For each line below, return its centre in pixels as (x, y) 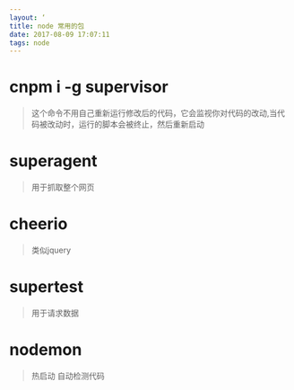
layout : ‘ (28, 18)
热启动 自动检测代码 (68, 376)
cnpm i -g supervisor (89, 87)
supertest (46, 287)
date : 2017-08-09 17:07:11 (60, 34)
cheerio (39, 224)
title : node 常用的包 (47, 26)
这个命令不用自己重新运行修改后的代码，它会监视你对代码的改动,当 (154, 113)
